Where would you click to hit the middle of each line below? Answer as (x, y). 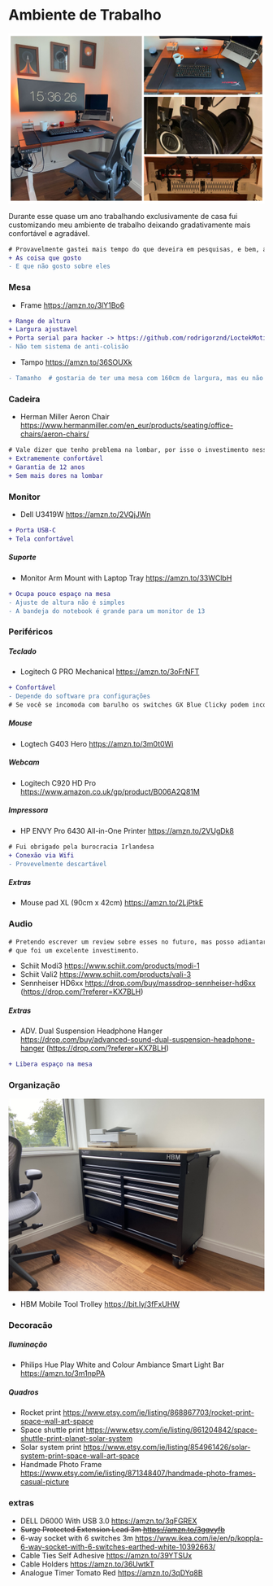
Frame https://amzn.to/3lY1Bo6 (72, 305)
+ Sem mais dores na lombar (56, 475)
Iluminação (28, 1344)
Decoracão (30, 1325)
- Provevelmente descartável (58, 864)
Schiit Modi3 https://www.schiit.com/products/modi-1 (110, 966)
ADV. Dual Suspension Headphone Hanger (91, 1031)
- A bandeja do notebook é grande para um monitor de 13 (107, 611)
